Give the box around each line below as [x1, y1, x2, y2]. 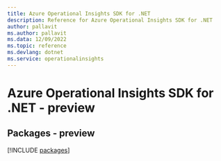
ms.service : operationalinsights [7, 56, 104, 62]
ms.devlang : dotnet [7, 49, 64, 56]
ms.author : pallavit [7, 29, 67, 37]
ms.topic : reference [7, 42, 67, 49]
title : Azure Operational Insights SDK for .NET [7, 10, 151, 17]
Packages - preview [7, 128, 95, 139]
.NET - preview [7, 100, 95, 115]
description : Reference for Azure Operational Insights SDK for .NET [7, 17, 213, 24]
